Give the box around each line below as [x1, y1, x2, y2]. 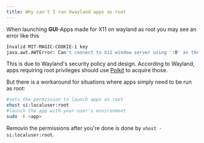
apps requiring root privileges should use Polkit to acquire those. [6, 67, 168, 74]
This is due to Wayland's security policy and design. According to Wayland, [6, 60, 195, 67]
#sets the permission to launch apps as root [6, 96, 123, 103]
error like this [6, 32, 39, 39]
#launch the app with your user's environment [6, 108, 126, 114]
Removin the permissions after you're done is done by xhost [6, 124, 157, 131]
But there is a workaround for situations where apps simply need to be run [6, 78, 192, 85]
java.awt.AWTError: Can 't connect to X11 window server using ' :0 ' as [6, 49, 189, 55]
